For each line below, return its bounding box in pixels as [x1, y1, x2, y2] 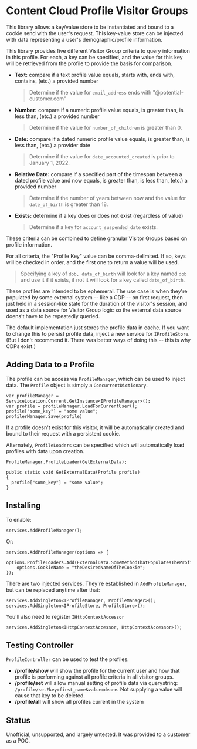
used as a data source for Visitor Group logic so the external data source [6, 306, 182, 313]
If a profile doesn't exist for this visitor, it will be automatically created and [6, 424, 185, 431]
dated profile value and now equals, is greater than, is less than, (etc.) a [14, 177, 188, 184]
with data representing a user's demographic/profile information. [6, 36, 163, 43]
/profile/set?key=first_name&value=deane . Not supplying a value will [14, 686, 182, 693]
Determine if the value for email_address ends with [29, 89, 152, 96]
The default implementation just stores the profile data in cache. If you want [6, 324, 189, 331]
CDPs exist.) [6, 342, 36, 350]
